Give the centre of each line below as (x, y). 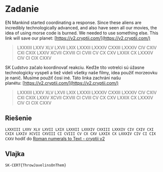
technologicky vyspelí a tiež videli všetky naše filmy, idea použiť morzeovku (81, 72)
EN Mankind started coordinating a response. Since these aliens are (73, 22)
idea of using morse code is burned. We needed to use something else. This (82, 33)
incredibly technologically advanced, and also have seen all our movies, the (81, 27)
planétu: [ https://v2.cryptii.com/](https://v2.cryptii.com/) (62, 83)
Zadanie (22, 9)
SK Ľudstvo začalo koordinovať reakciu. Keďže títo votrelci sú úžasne (75, 67)
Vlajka (15, 154)
